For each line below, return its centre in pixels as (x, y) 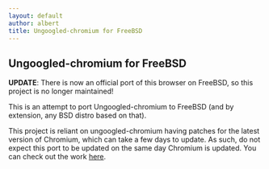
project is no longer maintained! (61, 91)
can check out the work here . (57, 157)
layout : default (36, 16)
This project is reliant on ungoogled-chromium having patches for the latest (134, 131)
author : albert (34, 23)
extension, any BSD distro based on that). (78, 115)
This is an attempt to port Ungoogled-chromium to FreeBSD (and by (121, 107)
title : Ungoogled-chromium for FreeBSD (76, 31)
